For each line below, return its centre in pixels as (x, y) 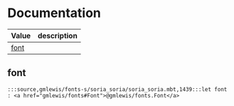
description (58, 36)
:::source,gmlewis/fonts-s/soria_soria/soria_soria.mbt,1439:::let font (117, 89)
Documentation (54, 13)
